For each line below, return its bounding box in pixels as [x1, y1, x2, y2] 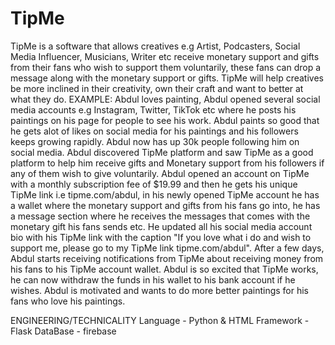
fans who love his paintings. [10, 295, 126, 307]
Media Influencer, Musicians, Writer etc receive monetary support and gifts [10, 50, 320, 62]
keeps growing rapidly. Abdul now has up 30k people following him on [10, 135, 300, 147]
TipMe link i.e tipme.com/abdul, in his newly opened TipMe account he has [10, 188, 320, 201]
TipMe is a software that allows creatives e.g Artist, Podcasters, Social [10, 40, 301, 52]
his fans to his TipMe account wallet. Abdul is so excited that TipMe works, [10, 263, 319, 275]
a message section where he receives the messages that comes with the [10, 210, 311, 222]
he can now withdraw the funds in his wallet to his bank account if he [10, 273, 296, 286]
